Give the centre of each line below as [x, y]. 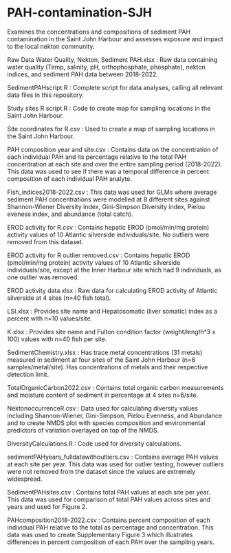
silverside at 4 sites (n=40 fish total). [59, 298]
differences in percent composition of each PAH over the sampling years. [111, 542]
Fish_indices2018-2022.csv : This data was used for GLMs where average [112, 192]
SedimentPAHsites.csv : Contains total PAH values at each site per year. [109, 492]
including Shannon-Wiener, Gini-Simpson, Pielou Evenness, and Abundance [114, 415]
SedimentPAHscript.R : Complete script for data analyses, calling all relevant [115, 87]
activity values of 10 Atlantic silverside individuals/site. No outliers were [108, 235]
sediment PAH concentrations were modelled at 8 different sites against [109, 199]
